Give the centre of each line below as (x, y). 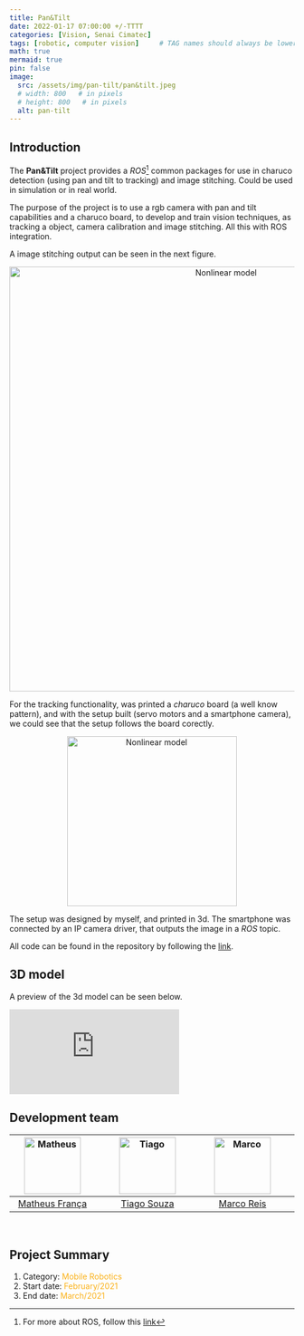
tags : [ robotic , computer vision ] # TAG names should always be (141, 43)
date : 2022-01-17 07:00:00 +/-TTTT (76, 26)
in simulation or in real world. (63, 189)
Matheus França (52, 1204)
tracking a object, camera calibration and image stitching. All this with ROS (148, 227)
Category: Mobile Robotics (72, 1277)
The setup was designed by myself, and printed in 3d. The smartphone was (150, 919)
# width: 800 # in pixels (71, 93)
